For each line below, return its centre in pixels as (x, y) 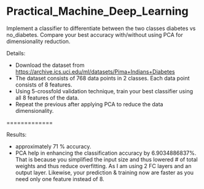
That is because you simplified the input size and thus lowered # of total (106, 159)
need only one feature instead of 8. (60, 179)
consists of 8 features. (44, 85)
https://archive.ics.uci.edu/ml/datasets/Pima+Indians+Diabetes (95, 71)
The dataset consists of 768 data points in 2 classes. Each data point (102, 78)
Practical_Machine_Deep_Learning (97, 11)
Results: (17, 134)
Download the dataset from (50, 65)
